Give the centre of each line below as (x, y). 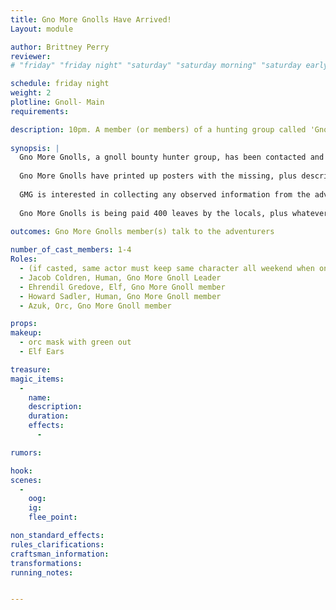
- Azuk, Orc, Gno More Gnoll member (95, 306)
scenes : (26, 480)
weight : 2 (31, 93)
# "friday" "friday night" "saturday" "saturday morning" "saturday (156, 66)
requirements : (40, 111)
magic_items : (37, 379)
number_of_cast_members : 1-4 (71, 250)
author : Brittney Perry (60, 47)
